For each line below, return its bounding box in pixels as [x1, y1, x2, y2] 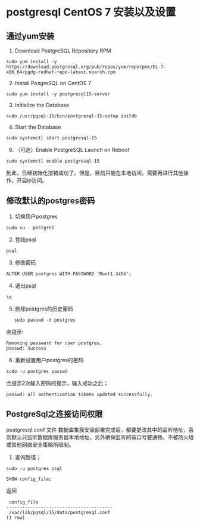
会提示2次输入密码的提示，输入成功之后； [6, 379, 109, 387]
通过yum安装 [6, 31, 55, 41]
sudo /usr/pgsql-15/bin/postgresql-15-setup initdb [6, 113, 137, 119]
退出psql [14, 282, 36, 289]
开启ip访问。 [16, 177, 48, 183]
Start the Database [14, 123, 61, 130]
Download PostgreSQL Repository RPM [14, 47, 111, 54]
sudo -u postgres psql [6, 465, 62, 471]
